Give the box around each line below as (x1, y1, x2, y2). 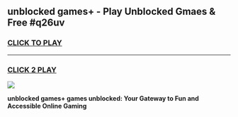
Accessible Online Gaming (7, 101, 87, 110)
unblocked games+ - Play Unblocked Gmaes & (7, 6, 216, 18)
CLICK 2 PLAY (7, 65, 57, 74)
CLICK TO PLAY (7, 38, 62, 48)
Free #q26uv (7, 17, 65, 29)
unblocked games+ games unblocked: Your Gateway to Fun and (7, 94, 200, 102)
